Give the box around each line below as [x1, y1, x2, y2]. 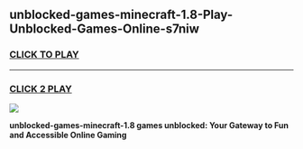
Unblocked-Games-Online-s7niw [9, 22, 200, 37]
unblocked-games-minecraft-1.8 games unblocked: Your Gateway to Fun [9, 119, 289, 130]
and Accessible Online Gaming [9, 129, 127, 140]
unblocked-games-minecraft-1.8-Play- [9, 7, 233, 23]
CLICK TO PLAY [9, 49, 79, 61]
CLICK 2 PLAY [9, 82, 72, 95]
